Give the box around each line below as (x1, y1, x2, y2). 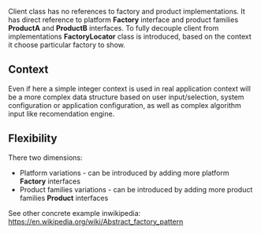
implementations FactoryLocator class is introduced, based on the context (8, 32, 252, 41)
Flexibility (8, 132, 58, 145)
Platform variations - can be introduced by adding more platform (19, 168, 229, 177)
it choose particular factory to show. (8, 40, 126, 50)
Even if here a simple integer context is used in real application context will (8, 84, 251, 93)
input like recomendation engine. (8, 109, 115, 118)
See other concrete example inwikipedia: (8, 208, 141, 217)
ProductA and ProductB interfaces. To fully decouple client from (8, 24, 219, 32)
